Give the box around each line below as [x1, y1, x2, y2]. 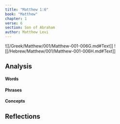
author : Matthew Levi [5, 30, 49, 35]
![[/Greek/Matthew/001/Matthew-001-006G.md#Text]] [5, 43, 114, 49]
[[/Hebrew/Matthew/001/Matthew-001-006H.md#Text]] [5, 48, 116, 54]
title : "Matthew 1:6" [5, 7, 49, 12]
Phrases [5, 87, 22, 93]
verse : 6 [5, 20, 23, 26]
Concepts [5, 98, 25, 104]
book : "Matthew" [5, 12, 38, 17]
